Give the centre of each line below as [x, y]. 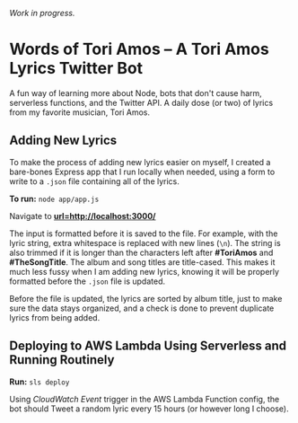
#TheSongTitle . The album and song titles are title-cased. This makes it [142, 262]
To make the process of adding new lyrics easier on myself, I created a [140, 162]
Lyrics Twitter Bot [76, 69]
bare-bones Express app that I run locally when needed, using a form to [142, 172]
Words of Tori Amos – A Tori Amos [139, 49]
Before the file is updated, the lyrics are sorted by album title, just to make [146, 298]
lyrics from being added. [55, 317]
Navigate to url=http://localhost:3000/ [83, 216]
